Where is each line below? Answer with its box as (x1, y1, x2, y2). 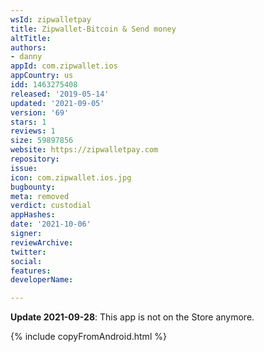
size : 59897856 (10, 136, 74, 146)
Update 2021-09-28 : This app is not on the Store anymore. (10, 311, 255, 323)
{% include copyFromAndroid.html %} (10, 331, 167, 343)
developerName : (10, 275, 74, 285)
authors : (10, 42, 47, 53)
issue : (10, 163, 38, 173)
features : (10, 266, 52, 276)
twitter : (10, 247, 47, 257)
